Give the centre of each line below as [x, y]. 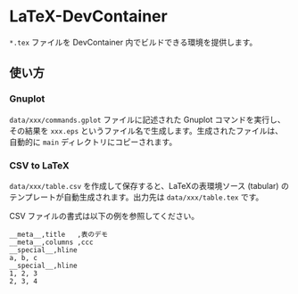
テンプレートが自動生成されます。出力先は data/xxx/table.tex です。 [137, 197]
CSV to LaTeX [39, 165]
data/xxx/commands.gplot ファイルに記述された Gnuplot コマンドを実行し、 [147, 119]
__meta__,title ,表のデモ [59, 234]
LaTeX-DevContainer [88, 16]
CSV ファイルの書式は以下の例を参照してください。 [104, 216]
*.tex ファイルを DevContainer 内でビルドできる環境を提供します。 [133, 42]
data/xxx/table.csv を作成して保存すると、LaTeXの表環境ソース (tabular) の [149, 185]
